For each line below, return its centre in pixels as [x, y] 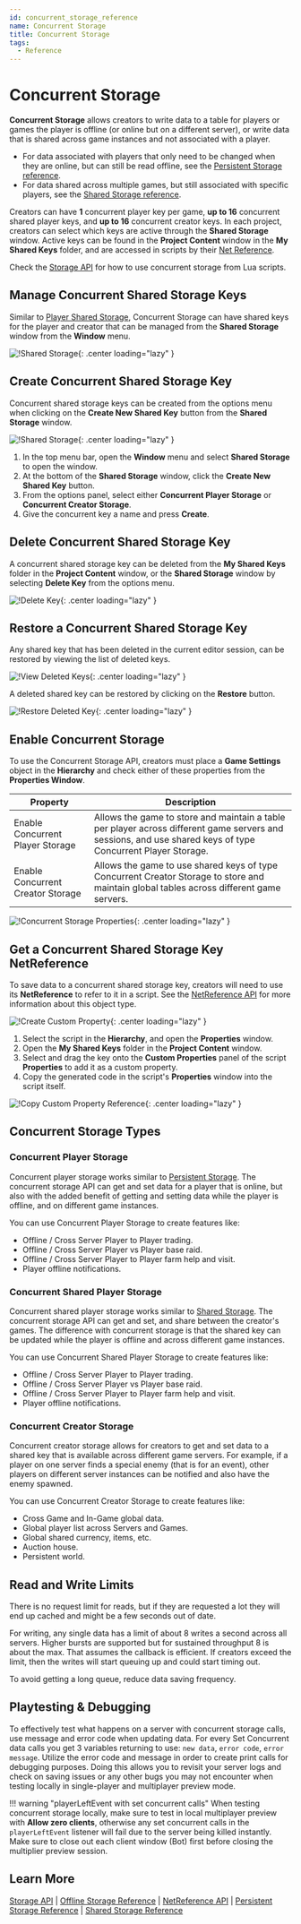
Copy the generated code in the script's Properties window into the [147, 1077]
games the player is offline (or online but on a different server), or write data [149, 130]
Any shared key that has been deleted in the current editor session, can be [147, 649]
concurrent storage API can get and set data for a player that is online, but [146, 1186]
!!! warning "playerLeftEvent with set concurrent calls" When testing [135, 1803]
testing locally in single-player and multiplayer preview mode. [122, 1786]
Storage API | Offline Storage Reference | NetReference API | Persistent [141, 1901]
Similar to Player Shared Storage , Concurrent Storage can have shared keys [149, 317]
